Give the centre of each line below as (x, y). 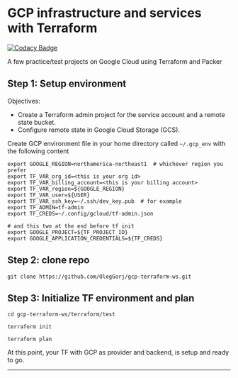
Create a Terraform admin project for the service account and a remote (121, 114)
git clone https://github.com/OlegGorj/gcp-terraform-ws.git (100, 277)
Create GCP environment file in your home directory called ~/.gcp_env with (117, 143)
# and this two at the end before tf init (71, 226)
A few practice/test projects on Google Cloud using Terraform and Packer (115, 61)
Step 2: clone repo (49, 260)
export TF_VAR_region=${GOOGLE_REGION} (66, 189)
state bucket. (37, 122)
